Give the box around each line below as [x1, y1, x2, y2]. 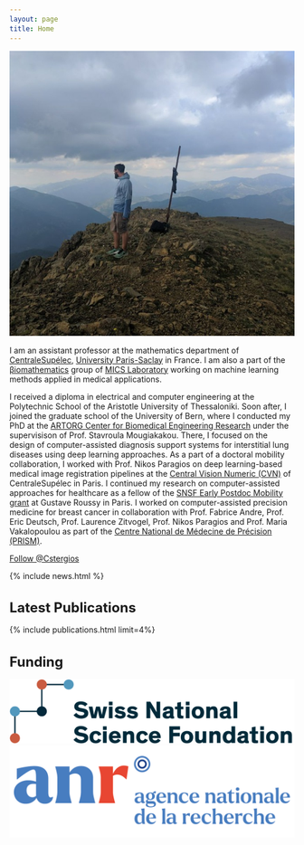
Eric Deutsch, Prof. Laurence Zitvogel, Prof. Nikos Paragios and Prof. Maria [9, 516, 288, 527]
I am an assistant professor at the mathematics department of [9, 345, 240, 356]
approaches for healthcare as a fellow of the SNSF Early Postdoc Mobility [9, 487, 283, 498]
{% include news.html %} [9, 570, 104, 581]
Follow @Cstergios [9, 553, 80, 564]
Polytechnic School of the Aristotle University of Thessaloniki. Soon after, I [9, 401, 287, 412]
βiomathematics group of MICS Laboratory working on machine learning [9, 364, 279, 375]
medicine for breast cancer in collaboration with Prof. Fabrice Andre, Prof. [9, 507, 285, 517]
